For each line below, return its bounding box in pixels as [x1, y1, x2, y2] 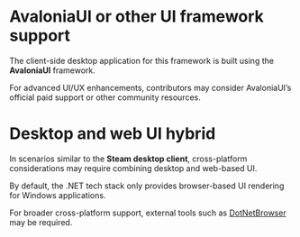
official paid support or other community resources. [9, 92, 201, 103]
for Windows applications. [9, 189, 106, 200]
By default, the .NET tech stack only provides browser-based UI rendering [9, 180, 285, 191]
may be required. [9, 216, 73, 227]
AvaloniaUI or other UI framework [9, 6, 264, 27]
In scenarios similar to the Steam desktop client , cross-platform [9, 153, 248, 164]
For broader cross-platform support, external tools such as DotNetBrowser [9, 207, 286, 218]
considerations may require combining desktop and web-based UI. [9, 162, 258, 173]
